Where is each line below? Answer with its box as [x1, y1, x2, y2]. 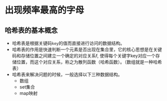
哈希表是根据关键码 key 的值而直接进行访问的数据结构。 [12, 40, 125, 46]
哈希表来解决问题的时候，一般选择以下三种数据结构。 [12, 71, 123, 77]
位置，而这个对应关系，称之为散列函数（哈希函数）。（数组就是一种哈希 [16, 59, 162, 65]
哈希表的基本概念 [5, 26, 58, 34]
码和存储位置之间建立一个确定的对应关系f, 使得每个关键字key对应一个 [12, 53, 156, 58]
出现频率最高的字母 [5, 4, 85, 16]
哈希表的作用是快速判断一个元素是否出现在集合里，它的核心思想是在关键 [12, 46, 162, 52]
